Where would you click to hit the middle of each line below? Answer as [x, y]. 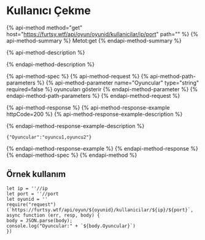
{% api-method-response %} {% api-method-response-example [88, 107]
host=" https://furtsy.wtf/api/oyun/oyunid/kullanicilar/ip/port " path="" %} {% [102, 34]
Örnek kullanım [36, 174]
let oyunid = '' [27, 199]
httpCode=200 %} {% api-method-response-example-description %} [95, 114]
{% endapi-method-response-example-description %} [75, 126]
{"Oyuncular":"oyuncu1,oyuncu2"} [49, 137]
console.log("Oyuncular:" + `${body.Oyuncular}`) [71, 226]
